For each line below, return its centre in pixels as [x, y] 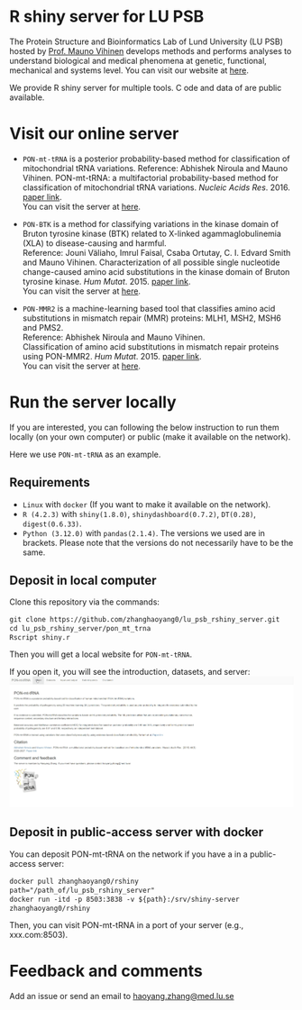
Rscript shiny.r [40, 638]
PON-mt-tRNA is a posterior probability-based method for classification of [156, 159]
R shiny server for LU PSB [107, 17]
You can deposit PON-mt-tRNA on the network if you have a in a [128, 854]
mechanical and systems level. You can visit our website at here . [129, 70]
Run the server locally [93, 402]
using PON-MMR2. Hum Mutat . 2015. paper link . [112, 356]
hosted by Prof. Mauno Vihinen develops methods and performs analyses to [151, 50]
